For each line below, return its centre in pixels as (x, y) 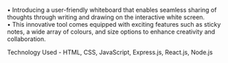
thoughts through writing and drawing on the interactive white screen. (106, 17)
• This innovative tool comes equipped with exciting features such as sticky (114, 24)
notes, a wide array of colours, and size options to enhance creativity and (111, 32)
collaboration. (26, 39)
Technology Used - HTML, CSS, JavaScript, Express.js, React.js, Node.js (110, 52)
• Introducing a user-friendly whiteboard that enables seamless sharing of (112, 10)
